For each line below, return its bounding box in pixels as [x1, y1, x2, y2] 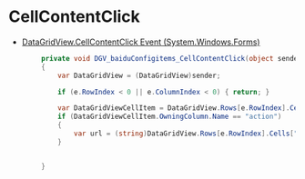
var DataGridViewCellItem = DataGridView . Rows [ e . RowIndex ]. [56, 104, 290, 113]
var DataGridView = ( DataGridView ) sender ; [56, 71, 221, 80]
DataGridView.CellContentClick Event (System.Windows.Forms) [21, 36, 260, 47]
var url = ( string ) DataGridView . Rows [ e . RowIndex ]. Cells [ [73, 129, 295, 138]
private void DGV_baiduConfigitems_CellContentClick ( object [41, 54, 274, 63]
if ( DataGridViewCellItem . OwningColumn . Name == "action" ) [56, 112, 282, 122]
